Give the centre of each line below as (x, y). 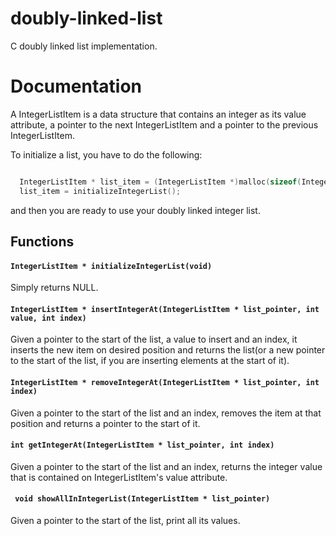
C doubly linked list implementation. (84, 46)
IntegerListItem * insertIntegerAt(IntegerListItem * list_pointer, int (165, 309)
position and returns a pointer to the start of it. (105, 423)
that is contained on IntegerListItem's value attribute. (119, 477)
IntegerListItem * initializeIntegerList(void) (111, 266)
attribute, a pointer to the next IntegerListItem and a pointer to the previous (164, 124)
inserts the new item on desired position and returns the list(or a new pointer (168, 350)
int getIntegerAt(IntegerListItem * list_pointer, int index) (142, 445)
